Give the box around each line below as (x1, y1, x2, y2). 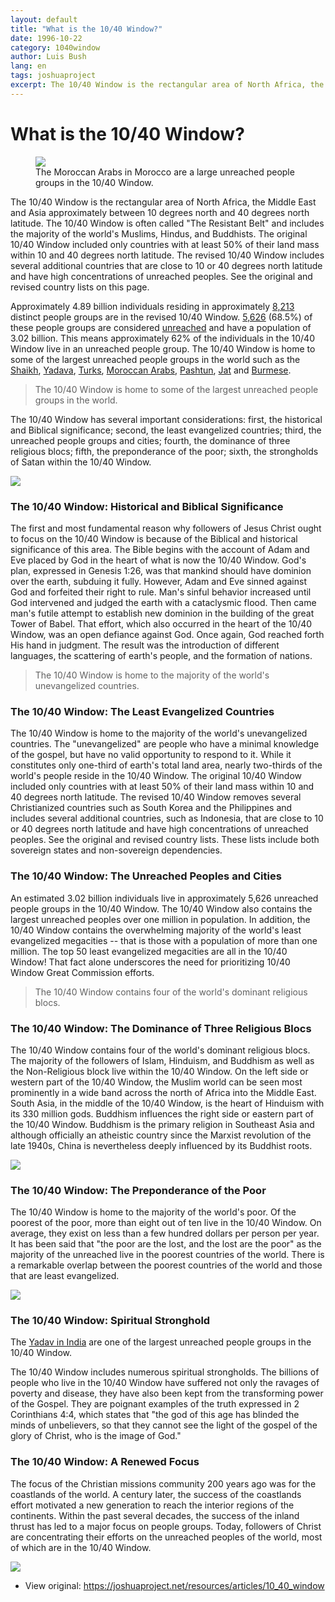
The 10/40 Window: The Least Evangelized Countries (10, 704, 275, 718)
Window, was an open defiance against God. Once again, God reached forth (10, 628, 325, 640)
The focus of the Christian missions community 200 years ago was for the (10, 1477, 317, 1490)
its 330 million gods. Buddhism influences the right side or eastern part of (10, 1107, 315, 1120)
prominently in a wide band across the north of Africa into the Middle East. (10, 1086, 317, 1098)
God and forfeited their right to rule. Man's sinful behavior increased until (10, 586, 312, 598)
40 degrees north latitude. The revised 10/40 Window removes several (10, 791, 302, 803)
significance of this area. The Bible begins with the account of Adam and (10, 543, 310, 555)
